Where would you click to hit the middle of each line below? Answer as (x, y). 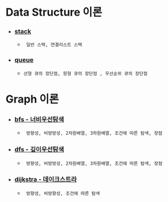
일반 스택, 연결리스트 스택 (54, 45)
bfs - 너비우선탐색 (39, 119)
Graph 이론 (32, 99)
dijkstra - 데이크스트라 (46, 179)
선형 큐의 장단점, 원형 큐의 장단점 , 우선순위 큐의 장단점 (85, 73)
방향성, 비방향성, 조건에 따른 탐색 (63, 193)
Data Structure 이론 (54, 12)
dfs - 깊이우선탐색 (39, 149)
